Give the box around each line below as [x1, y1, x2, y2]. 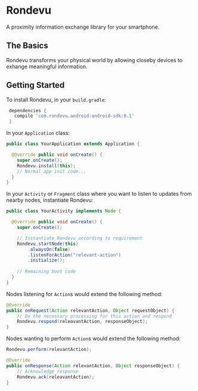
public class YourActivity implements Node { [6, 208, 121, 214]
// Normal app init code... [17, 168, 86, 174]
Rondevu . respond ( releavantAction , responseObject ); [17, 319, 148, 325]
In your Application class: [6, 130, 70, 137]
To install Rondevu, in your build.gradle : [6, 96, 106, 103]
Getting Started [6, 80, 65, 90]
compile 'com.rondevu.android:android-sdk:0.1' [14, 113, 135, 119]
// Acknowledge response [17, 368, 79, 374]
